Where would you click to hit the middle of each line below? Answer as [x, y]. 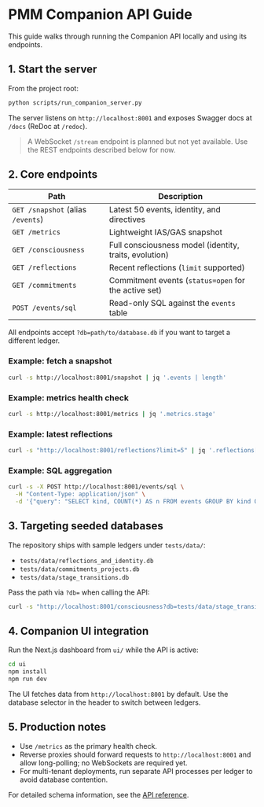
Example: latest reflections [60, 434]
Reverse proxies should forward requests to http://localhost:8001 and [135, 754]
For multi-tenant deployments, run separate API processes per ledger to [136, 771]
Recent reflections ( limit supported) [177, 267]
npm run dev [27, 679]
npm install [27, 672]
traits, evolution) [139, 255]
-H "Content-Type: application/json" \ [81, 494]
